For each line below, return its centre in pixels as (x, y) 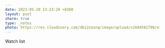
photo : (12, 28)
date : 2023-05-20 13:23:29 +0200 (39, 9)
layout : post (18, 14)
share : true (17, 18)
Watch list (15, 41)
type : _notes (18, 23)
